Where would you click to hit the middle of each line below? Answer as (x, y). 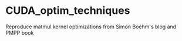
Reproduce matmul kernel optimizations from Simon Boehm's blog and (91, 27)
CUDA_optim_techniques (68, 11)
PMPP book (20, 32)
